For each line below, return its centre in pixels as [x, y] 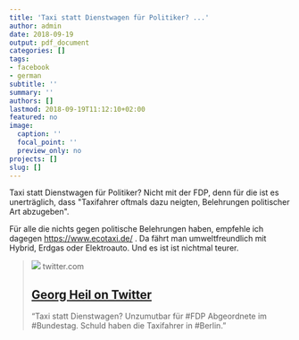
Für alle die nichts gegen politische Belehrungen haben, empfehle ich [137, 229]
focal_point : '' [47, 142]
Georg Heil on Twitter [91, 295]
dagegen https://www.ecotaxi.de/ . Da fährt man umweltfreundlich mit [138, 239]
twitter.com [63, 267]
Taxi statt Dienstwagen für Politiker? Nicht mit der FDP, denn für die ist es [144, 192]
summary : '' [31, 92]
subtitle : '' [33, 84]
